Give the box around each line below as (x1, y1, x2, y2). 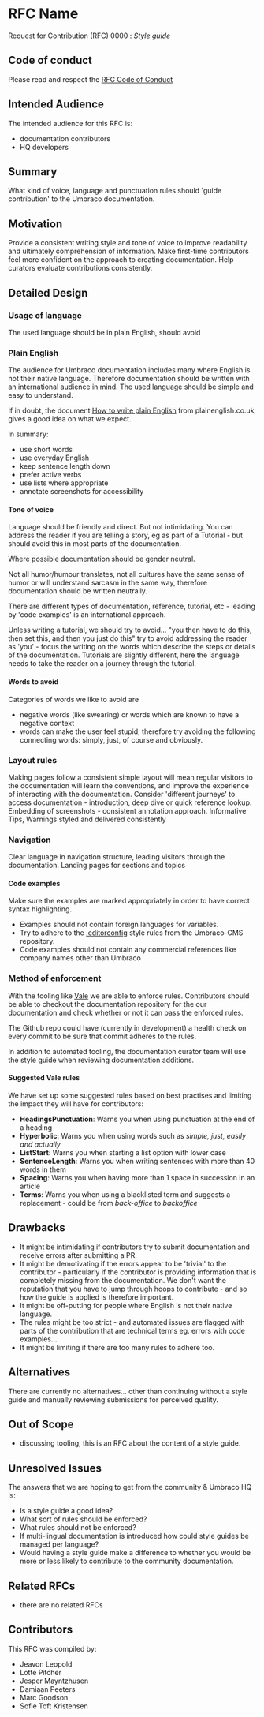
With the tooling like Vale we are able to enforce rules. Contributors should (8, 991, 250, 1001)
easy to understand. (8, 391, 73, 400)
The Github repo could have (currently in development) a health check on (8, 1023, 247, 1032)
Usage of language (8, 309, 83, 320)
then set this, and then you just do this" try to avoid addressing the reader (8, 634, 248, 643)
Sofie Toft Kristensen (19, 1701, 88, 1711)
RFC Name (8, 5, 79, 23)
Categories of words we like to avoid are (8, 694, 139, 704)
